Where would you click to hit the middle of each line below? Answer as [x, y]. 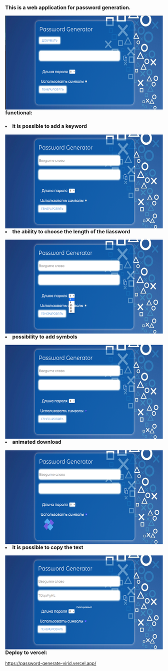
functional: [19, 113]
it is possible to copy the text [48, 547]
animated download [37, 442]
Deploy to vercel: [26, 652]
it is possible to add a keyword [50, 126]
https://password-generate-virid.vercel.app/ [51, 663]
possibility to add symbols [45, 337]
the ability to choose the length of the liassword [71, 231]
